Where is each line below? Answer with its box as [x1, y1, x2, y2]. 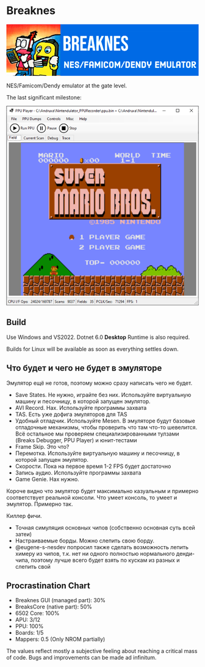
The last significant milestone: [6, 93, 82, 101]
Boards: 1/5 [15, 629, 44, 636]
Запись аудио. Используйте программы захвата [15, 468, 142, 476]
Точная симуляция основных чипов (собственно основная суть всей [15, 523, 195, 531]
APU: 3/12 [15, 616, 41, 624]
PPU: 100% [15, 622, 44, 630]
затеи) [15, 530, 32, 538]
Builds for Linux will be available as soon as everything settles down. [6, 345, 179, 352]
